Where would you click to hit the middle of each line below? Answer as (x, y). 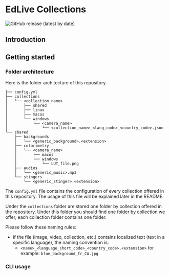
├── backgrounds (32, 137)
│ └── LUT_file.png (47, 164)
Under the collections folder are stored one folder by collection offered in (84, 207)
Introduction (26, 40)
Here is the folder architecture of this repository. (56, 83)
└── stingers (28, 177)
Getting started (30, 57)
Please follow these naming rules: (41, 227)
